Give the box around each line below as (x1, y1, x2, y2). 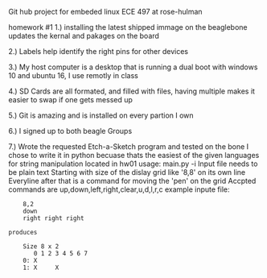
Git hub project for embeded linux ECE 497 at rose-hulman (8, 7, 203, 16)
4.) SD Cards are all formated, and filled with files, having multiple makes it (8, 86, 256, 96)
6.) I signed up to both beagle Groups (8, 127, 133, 135)
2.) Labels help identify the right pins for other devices (8, 47, 189, 56)
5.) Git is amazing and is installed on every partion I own (8, 110, 195, 120)
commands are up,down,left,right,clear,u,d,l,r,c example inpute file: (8, 185, 231, 194)
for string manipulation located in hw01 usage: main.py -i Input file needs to (8, 159, 258, 168)
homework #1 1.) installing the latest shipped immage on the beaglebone (8, 23, 248, 31)
